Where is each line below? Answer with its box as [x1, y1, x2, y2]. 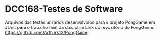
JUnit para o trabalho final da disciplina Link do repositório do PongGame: [5, 24, 155, 30]
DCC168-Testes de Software [5, 3, 123, 14]
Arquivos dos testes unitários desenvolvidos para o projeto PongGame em [5, 19, 156, 25]
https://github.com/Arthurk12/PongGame [5, 29, 88, 35]
